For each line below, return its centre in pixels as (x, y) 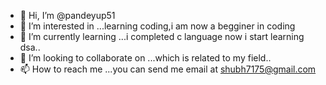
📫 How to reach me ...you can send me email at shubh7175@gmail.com (168, 69)
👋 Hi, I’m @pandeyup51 (67, 15)
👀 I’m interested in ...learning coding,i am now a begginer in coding (157, 26)
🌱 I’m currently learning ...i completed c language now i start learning (162, 36)
